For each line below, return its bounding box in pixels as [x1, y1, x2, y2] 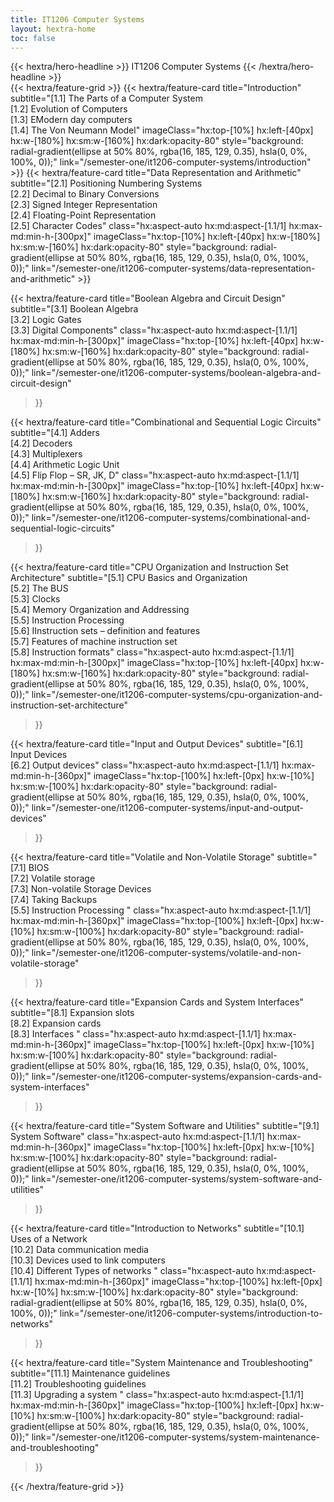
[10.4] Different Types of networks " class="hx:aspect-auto [10, 1265, 255, 1277]
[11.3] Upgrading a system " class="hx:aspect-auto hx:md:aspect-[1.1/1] [10, 1389, 305, 1401]
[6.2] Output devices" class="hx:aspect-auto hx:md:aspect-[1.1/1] [10, 759, 280, 771]
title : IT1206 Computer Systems [10, 14, 145, 25]
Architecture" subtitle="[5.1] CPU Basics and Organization [10, 572, 248, 584]
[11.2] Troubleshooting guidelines [10, 1378, 147, 1390]
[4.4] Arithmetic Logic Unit [10, 459, 120, 471]
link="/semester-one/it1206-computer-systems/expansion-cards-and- [31, 1071, 323, 1083]
